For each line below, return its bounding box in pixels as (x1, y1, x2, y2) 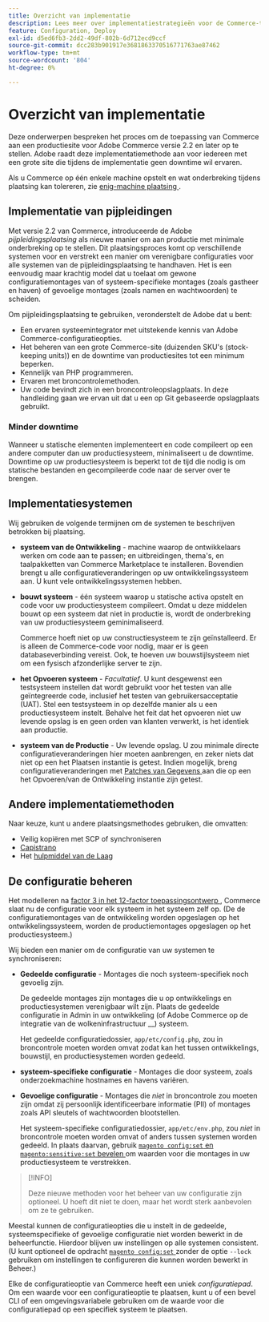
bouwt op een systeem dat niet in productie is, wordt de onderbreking (19, 609, 251, 618)
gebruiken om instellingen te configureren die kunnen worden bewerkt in (8, 1255, 248, 1265)
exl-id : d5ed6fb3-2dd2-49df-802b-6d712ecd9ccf (8, 34, 167, 42)
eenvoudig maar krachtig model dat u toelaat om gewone (8, 268, 197, 278)
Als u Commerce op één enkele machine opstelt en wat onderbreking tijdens (8, 173, 261, 183)
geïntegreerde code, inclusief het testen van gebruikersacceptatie (19, 690, 239, 701)
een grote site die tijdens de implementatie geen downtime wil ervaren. (8, 157, 243, 167)
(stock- (225, 342, 249, 352)
